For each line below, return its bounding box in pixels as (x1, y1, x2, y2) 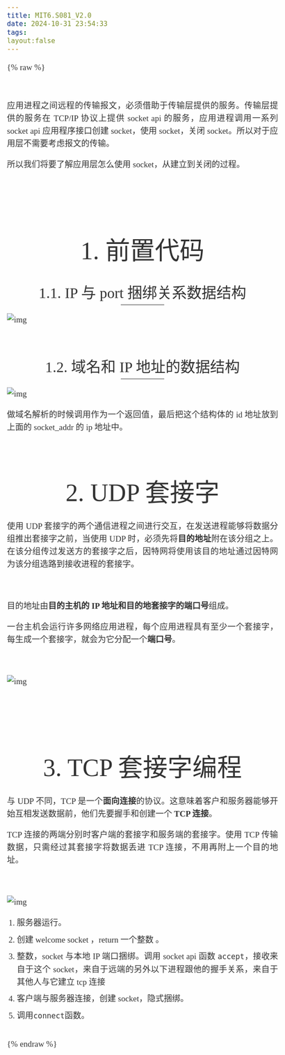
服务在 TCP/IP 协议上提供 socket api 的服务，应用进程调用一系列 (24, 114, 278, 123)
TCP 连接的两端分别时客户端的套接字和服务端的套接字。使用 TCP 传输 (7, 830, 278, 840)
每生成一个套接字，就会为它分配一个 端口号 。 (7, 635, 181, 645)
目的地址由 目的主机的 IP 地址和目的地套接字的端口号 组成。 (7, 601, 234, 612)
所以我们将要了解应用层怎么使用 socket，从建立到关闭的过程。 (7, 160, 245, 169)
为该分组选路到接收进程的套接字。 (7, 559, 140, 570)
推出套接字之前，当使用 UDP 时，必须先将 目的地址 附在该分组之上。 (15, 533, 278, 544)
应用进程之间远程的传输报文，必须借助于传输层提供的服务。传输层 (7, 100, 270, 110)
